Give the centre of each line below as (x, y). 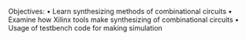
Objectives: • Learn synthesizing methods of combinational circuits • (120, 11)
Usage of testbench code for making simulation (86, 28)
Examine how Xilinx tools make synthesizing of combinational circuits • (123, 20)
